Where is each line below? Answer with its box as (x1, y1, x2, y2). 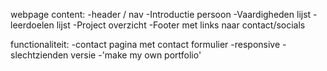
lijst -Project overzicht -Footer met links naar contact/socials (56, 19, 306, 31)
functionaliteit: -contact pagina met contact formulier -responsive (10, 39, 281, 50)
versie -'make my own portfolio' (70, 49, 202, 61)
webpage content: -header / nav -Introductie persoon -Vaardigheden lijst (10, 9, 312, 20)
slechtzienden (10, 49, 69, 61)
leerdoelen (10, 19, 55, 31)
